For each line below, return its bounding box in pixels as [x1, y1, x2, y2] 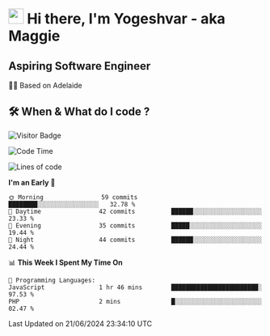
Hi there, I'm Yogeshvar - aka [27, 10, 226, 28]
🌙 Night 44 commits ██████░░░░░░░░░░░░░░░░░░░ [8, 236, 263, 244]
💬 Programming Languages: [8, 276, 95, 284]
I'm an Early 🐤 [8, 177, 56, 187]
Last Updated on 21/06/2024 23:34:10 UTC [8, 318, 153, 328]
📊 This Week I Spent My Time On [8, 257, 123, 267]
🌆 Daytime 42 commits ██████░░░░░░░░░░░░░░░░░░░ [8, 207, 263, 215]
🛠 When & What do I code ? [8, 105, 150, 119]
